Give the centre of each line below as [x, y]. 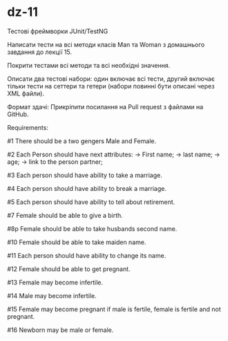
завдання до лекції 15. [40, 52]
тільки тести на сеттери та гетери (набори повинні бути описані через [111, 86]
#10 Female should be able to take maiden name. [77, 242]
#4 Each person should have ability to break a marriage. [87, 188]
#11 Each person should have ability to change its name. [87, 255]
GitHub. [18, 114]
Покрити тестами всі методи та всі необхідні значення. [89, 65]
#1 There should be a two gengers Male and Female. [82, 141]
